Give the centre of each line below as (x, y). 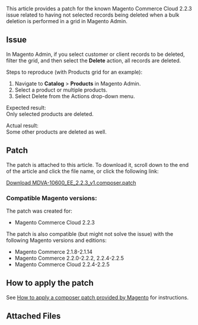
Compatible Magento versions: (52, 198)
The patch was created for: (39, 211)
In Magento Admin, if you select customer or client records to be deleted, (95, 54)
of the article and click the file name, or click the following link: (82, 171)
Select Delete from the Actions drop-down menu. (75, 96)
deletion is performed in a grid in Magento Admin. (67, 21)
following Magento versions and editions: (56, 240)
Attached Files (33, 316)
